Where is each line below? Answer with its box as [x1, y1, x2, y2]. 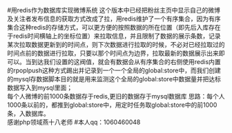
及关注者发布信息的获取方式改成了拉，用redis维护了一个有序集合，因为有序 [7, 14, 221, 23]
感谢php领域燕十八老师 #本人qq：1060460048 [7, 118, 141, 126]
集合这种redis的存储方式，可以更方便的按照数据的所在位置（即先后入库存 [7, 23, 215, 31]
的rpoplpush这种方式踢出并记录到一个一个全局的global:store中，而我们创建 [7, 66, 221, 74]
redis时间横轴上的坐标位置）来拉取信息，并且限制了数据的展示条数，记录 [12, 32, 221, 40]
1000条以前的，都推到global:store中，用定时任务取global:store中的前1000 [7, 101, 217, 109]
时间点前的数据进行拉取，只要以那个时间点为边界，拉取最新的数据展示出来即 [7, 49, 225, 57]
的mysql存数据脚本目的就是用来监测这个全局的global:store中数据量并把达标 [7, 75, 222, 83]
